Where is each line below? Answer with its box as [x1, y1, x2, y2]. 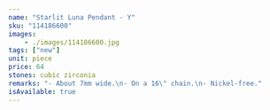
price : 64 [8, 63, 45, 72]
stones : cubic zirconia [8, 71, 96, 80]
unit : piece [8, 54, 52, 63]
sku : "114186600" [8, 21, 73, 30]
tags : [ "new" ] [8, 46, 61, 55]
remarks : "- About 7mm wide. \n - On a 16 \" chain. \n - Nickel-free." [8, 79, 263, 88]
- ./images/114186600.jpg [24, 37, 120, 47]
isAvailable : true [8, 87, 76, 96]
